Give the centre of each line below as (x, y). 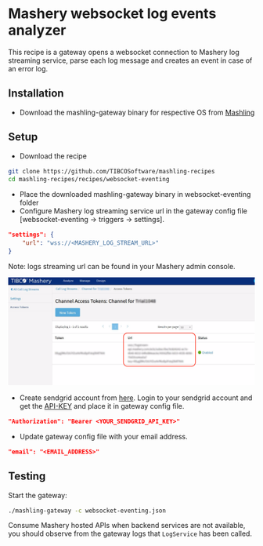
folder (29, 203)
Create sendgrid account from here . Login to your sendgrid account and (136, 398)
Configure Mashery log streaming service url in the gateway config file (133, 211)
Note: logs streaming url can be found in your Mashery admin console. (122, 266)
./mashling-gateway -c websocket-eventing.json (87, 511)
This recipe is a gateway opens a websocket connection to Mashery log (124, 52)
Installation (36, 94)
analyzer (37, 30)
